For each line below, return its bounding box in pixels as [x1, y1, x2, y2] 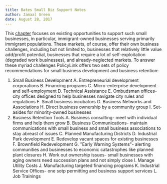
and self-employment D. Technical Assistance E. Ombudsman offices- [12, 88, 157, 94]
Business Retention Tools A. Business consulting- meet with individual [12, 115, 157, 121]
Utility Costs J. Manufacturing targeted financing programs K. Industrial [12, 162, 160, 168]
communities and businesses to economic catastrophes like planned [12, 146, 154, 153]
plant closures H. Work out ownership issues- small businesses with [12, 152, 153, 158]
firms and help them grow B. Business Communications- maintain [12, 120, 147, 126]
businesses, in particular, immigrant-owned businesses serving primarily [5, 36, 155, 42]
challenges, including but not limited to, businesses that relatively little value [5, 46, 162, 53]
